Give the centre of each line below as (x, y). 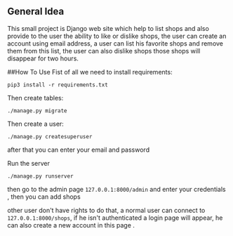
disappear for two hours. (43, 58)
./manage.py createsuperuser (50, 136)
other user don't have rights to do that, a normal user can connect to (106, 210)
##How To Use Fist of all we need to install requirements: (90, 72)
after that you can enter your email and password (78, 150)
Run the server (29, 163)
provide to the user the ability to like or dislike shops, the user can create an (117, 36)
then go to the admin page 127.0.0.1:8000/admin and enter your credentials (116, 189)
